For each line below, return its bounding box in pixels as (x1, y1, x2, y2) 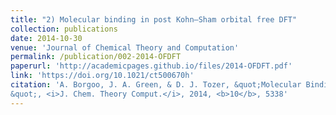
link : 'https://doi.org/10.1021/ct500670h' (10, 71, 195, 81)
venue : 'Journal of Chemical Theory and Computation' (10, 42, 240, 53)
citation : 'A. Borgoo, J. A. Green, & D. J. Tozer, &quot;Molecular (10, 80, 302, 90)
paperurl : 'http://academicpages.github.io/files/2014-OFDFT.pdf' (10, 61, 293, 71)
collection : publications (10, 24, 118, 34)
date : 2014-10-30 (10, 33, 83, 43)
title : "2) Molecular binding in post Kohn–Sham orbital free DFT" (10, 14, 298, 25)
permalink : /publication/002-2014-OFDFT (10, 52, 182, 62)
